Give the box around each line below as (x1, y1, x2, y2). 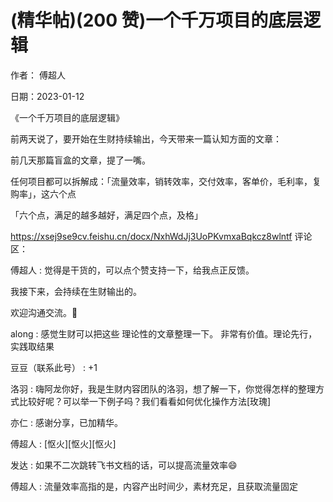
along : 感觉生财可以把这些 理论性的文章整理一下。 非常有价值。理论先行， (10, 327, 318, 340)
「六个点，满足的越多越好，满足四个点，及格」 (10, 209, 203, 221)
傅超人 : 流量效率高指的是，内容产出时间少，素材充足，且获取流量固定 (10, 480, 298, 492)
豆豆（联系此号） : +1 (10, 361, 98, 373)
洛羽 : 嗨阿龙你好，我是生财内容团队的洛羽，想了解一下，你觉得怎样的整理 (10, 382, 316, 395)
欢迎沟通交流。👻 (10, 306, 78, 318)
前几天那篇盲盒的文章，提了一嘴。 (10, 154, 151, 166)
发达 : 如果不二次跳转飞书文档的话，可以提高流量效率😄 (10, 459, 238, 471)
